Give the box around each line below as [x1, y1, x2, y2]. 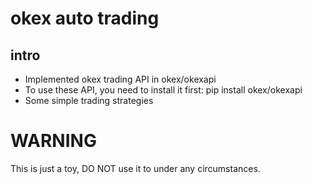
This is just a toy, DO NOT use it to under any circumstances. [10, 162, 261, 174]
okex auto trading [10, 7, 160, 30]
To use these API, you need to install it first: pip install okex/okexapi [24, 84, 303, 96]
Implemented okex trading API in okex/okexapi [24, 73, 217, 85]
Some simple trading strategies [24, 95, 154, 106]
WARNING [10, 130, 97, 152]
